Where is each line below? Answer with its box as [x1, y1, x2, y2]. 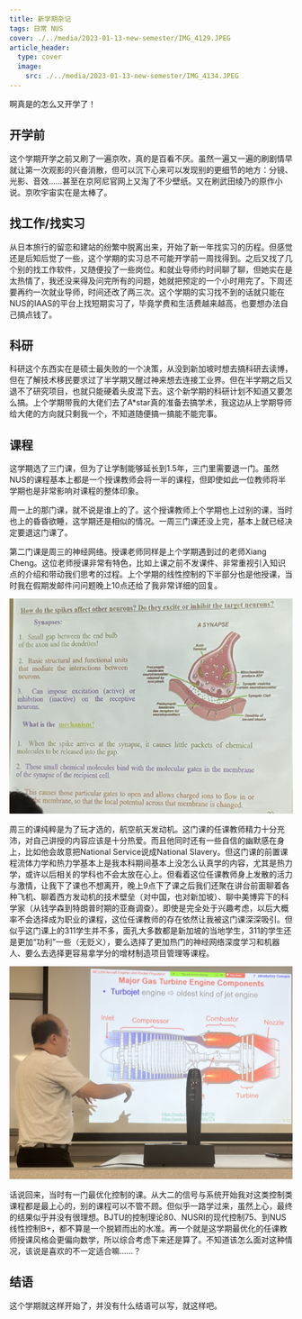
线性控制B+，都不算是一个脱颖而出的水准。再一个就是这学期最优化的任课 [9, 1223, 280, 1234]
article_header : [9, 43, 70, 52]
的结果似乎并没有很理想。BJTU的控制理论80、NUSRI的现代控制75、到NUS [9, 1212, 287, 1223]
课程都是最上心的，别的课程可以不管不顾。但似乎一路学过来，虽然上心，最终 [9, 1201, 293, 1212]
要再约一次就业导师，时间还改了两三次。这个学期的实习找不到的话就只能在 [9, 287, 285, 297]
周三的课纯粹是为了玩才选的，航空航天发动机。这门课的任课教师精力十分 [9, 824, 277, 835]
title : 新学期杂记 [9, 14, 72, 23]
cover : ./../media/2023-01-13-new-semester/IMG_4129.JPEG [9, 33, 231, 42]
